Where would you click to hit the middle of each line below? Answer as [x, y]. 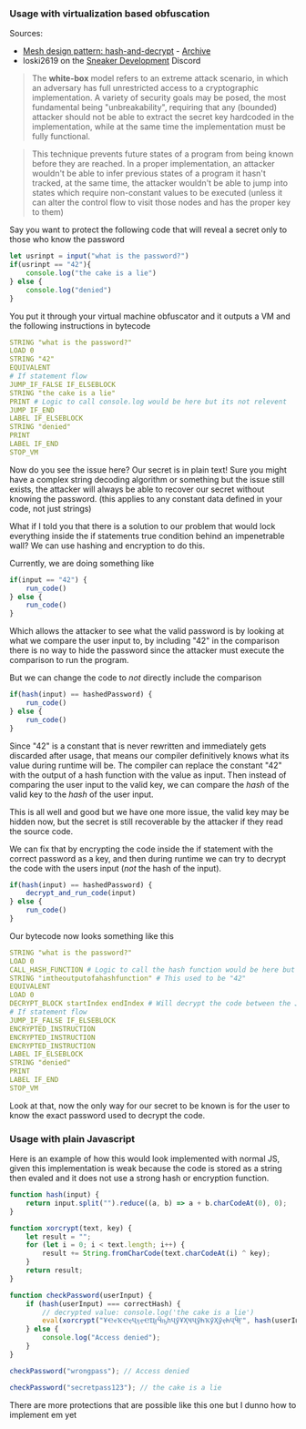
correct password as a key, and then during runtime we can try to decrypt [148, 858]
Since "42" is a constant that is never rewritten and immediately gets [138, 746]
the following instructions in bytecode [80, 325]
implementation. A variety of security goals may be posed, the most [159, 97]
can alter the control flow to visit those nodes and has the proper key [161, 202]
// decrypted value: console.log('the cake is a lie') [148, 1312]
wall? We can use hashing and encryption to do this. [107, 546]
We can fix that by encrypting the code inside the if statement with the [141, 849]
